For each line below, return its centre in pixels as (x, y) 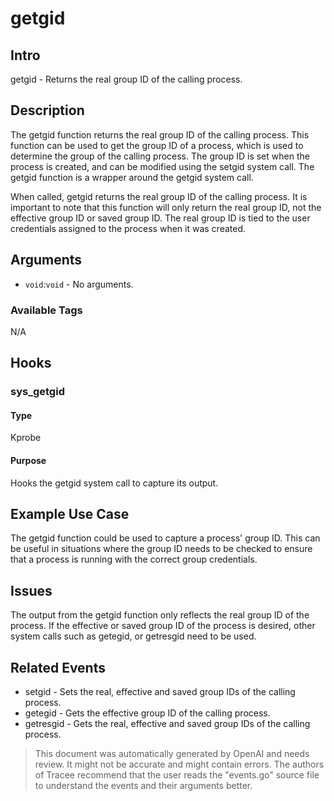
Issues (31, 590)
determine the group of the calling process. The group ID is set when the (160, 156)
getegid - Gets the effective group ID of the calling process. (147, 713)
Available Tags (46, 310)
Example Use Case (70, 514)
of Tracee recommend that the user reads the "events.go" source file (177, 775)
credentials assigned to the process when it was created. (128, 228)
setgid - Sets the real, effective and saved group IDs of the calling (160, 692)
